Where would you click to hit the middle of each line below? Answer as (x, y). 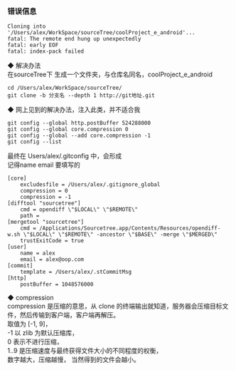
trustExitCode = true (52, 241)
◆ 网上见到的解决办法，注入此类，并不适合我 (74, 110)
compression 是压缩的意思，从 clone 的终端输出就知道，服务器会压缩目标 (115, 306)
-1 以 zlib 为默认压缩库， (43, 333)
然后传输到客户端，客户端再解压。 (69, 315)
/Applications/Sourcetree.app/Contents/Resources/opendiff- (130, 228)
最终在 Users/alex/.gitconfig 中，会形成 (65, 156)
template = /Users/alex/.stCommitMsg (76, 272)
